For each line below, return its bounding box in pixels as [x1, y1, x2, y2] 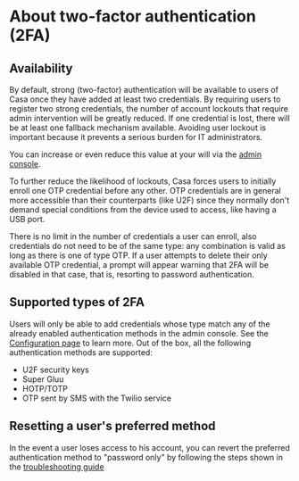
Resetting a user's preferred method [9, 419, 216, 434]
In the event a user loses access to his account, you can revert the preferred [9, 442, 290, 452]
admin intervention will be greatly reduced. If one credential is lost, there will [9, 113, 290, 123]
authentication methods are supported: [9, 346, 154, 358]
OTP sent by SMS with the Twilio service [21, 393, 172, 403]
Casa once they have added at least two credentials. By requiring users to [9, 94, 281, 104]
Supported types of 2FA [9, 294, 145, 310]
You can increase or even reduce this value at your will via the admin [9, 149, 262, 160]
